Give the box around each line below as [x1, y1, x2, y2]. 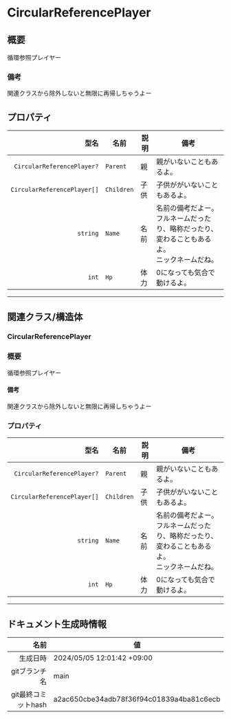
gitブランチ [10, 667, 47, 676]
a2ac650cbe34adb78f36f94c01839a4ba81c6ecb [53, 694, 221, 704]
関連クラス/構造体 [7, 311, 83, 322]
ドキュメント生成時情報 [7, 618, 107, 630]
